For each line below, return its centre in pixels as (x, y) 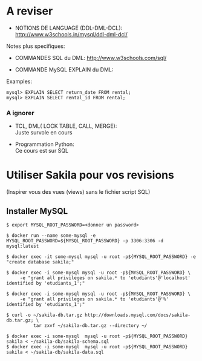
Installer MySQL (37, 211)
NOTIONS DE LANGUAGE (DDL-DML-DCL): (69, 28)
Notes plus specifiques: (36, 46)
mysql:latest (23, 246)
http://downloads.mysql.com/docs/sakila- (137, 315)
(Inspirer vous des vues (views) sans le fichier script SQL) (78, 192)
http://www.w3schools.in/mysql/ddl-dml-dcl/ (71, 34)
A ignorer (20, 113)
